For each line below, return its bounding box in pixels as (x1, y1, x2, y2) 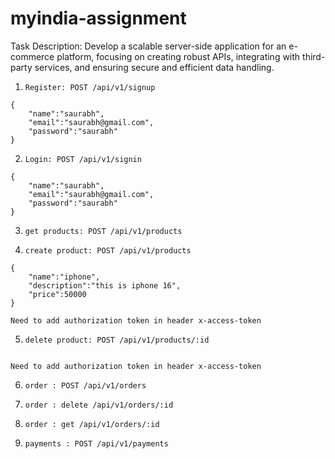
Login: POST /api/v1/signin (24, 154, 142, 164)
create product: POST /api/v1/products (24, 245, 192, 256)
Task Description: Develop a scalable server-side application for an (10, 40, 287, 52)
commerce (10, 50, 55, 62)
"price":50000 (28, 289, 87, 299)
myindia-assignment (10, 7, 187, 30)
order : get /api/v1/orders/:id (24, 419, 160, 429)
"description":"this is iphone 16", (28, 280, 182, 291)
